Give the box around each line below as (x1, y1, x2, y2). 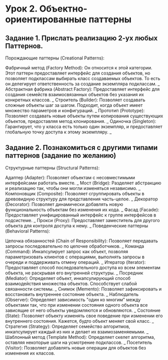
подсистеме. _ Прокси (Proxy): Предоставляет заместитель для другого (5, 217, 160, 223)
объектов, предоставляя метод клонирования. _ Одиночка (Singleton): (5, 118, 156, 124)
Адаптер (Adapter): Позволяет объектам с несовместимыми (5, 174, 135, 180)
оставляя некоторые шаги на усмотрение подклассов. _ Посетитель (5, 339, 152, 345)
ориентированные (5, 14, 87, 25)
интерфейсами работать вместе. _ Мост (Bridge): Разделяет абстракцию (5, 180, 161, 186)
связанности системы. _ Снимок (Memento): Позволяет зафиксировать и (5, 285, 162, 292)
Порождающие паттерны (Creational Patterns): (5, 55, 105, 61)
